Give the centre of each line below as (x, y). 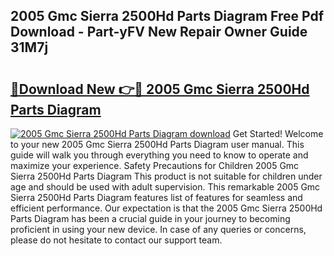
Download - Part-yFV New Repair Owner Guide (159, 32)
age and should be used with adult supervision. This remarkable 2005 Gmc (165, 187)
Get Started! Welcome (278, 133)
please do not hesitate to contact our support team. (116, 240)
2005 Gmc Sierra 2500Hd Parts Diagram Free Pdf (167, 16)
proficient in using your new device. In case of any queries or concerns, (158, 229)
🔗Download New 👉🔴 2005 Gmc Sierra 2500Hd (160, 89)
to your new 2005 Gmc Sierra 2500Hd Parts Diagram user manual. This (157, 144)
